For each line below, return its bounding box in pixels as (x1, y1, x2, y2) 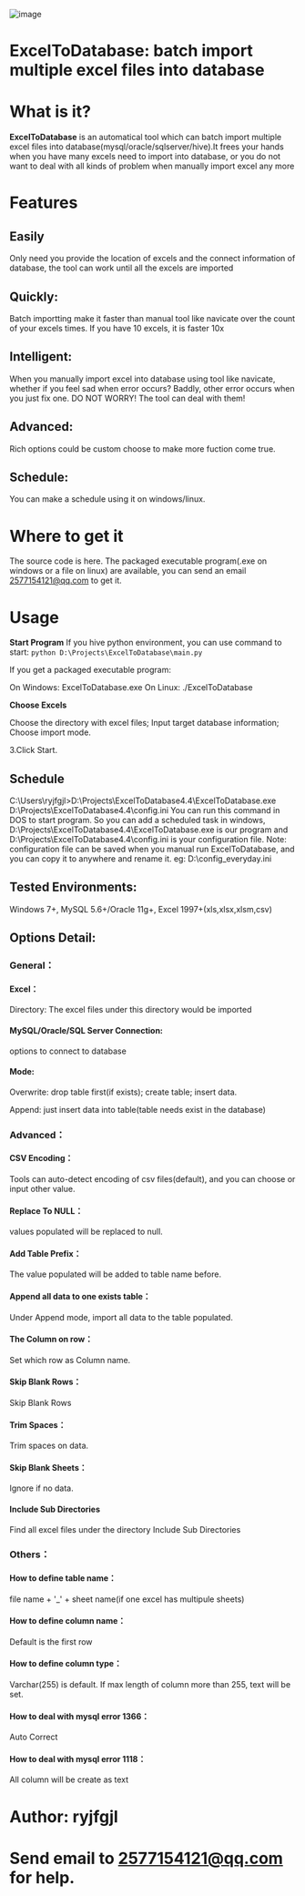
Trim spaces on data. (9, 1440, 89, 1452)
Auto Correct (9, 1731, 58, 1743)
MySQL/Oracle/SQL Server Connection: (9, 1024, 164, 1035)
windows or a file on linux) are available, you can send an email (9, 566, 247, 576)
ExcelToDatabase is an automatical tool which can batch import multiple (9, 132, 282, 143)
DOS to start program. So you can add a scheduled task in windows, (9, 815, 266, 826)
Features (9, 192, 78, 213)
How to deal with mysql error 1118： (9, 1753, 147, 1764)
